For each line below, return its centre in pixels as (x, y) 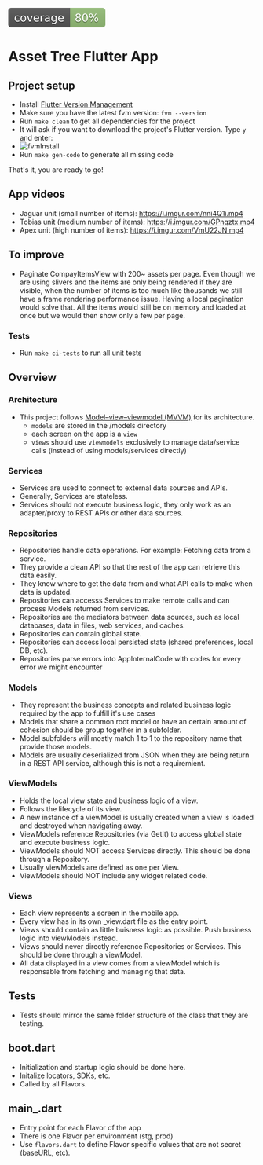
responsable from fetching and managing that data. (102, 972)
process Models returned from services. (85, 609)
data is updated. (46, 592)
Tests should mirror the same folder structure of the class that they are (134, 1015)
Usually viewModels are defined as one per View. (99, 867)
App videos (37, 194)
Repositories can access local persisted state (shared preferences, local (136, 642)
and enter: (36, 138)
